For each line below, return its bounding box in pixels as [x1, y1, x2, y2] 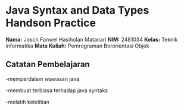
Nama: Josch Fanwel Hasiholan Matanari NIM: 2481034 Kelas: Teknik [5, 36, 178, 43]
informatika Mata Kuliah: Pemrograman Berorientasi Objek [5, 42, 149, 49]
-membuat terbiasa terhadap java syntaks [5, 87, 108, 94]
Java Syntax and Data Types [5, 4, 149, 17]
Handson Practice [5, 16, 96, 30]
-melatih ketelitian [5, 98, 50, 105]
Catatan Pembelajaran [5, 59, 90, 70]
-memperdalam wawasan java [5, 75, 80, 82]
